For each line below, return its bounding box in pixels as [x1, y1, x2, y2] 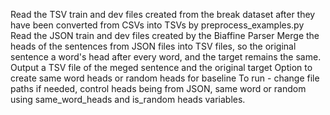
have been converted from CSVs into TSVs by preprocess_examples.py [10, 19, 305, 31]
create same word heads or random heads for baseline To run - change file [10, 72, 320, 84]
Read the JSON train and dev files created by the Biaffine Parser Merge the [10, 30, 320, 41]
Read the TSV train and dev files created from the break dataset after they [10, 9, 316, 20]
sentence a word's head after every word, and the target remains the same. [10, 51, 322, 63]
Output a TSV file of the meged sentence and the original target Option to [10, 62, 313, 73]
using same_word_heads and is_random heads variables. [10, 94, 246, 105]
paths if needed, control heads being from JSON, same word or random [10, 83, 307, 94]
